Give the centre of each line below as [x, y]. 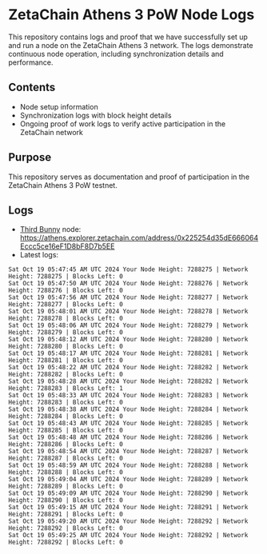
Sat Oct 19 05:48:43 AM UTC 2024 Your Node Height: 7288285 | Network [128, 424]
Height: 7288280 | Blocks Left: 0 [66, 347]
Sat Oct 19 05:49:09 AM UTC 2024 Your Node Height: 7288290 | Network [128, 493]
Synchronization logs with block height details [96, 115]
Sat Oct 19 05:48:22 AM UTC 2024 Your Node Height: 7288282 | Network [128, 368]
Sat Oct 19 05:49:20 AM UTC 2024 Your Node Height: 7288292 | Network [128, 521]
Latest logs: [39, 255]
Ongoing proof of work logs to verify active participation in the [123, 124]
